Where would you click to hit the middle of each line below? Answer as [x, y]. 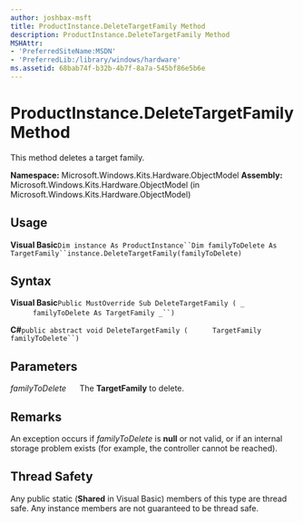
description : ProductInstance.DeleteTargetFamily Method [120, 34]
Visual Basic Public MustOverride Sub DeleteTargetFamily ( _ [127, 303]
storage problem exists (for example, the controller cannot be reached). [144, 449]
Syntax [31, 281]
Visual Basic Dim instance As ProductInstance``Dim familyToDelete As [144, 245]
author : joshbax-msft [51, 18]
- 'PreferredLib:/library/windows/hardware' [96, 60]
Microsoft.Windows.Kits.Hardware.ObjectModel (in [105, 184]
